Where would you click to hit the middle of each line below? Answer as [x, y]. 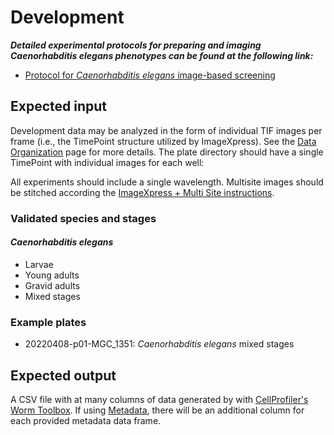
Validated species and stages [83, 218]
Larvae [39, 264]
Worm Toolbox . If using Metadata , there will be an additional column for [157, 410]
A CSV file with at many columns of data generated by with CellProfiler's [159, 399]
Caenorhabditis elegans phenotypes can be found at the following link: [162, 55]
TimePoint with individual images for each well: [107, 162]
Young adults [52, 275]
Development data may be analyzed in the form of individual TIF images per [166, 130]
